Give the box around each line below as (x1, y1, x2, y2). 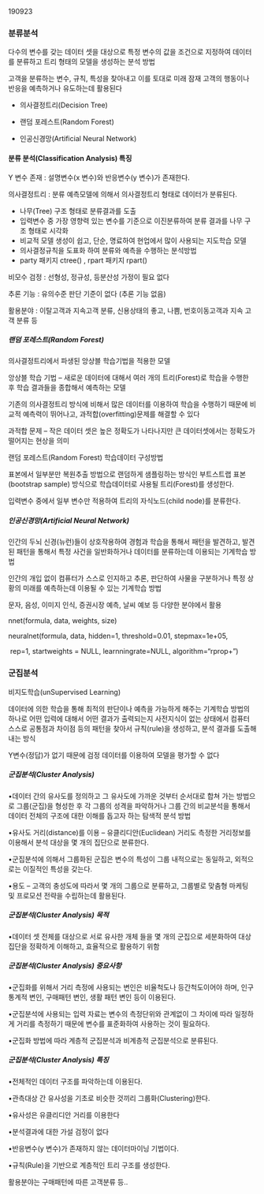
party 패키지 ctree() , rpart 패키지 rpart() (19, 256, 148, 265)
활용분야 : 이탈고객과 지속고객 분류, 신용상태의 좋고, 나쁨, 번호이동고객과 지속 (8, 305, 244, 315)
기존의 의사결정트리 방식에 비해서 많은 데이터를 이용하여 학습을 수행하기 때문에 (8, 400, 248, 409)
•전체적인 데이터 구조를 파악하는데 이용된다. (8, 1076, 143, 1086)
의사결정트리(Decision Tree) (19, 100, 108, 110)
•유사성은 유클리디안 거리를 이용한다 (8, 1110, 120, 1119)
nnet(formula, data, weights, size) (8, 616, 117, 625)
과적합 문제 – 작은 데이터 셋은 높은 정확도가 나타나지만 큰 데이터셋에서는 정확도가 (8, 426, 256, 436)
